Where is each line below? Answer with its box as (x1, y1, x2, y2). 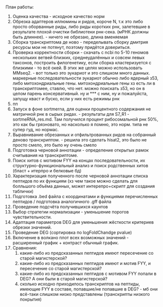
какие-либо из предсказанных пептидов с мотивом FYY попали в (19, 271, 157, 276)
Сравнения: (12, 245, 37, 251)
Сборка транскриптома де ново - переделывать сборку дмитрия (12, 39, 148, 45)
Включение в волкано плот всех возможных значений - (12, 235, 129, 240)
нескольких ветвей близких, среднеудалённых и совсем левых (12, 55, 145, 60)
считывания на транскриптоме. (12, 153, 78, 158)
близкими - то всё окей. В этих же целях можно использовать (12, 65, 143, 71)
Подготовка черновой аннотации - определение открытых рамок (12, 147, 149, 153)
